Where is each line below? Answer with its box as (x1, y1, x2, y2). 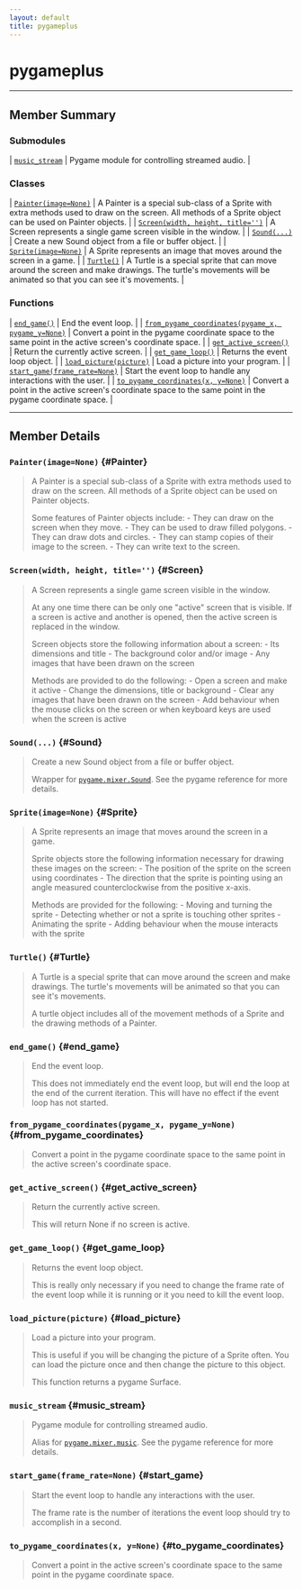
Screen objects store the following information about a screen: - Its (31, 638, 280, 649)
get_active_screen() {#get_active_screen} (9, 1182, 198, 1194)
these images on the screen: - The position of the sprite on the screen (31, 863, 291, 874)
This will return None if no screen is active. (31, 1219, 191, 1230)
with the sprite (31, 928, 85, 939)
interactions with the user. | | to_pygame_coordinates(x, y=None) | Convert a (9, 375, 289, 386)
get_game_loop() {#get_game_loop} (9, 1241, 165, 1254)
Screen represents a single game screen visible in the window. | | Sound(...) (9, 226, 293, 237)
